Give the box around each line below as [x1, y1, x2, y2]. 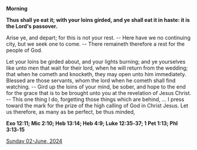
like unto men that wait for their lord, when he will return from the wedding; [6, 64, 188, 71]
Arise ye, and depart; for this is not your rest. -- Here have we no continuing [6, 34, 191, 41]
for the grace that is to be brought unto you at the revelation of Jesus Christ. [6, 90, 192, 96]
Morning [6, 5, 28, 12]
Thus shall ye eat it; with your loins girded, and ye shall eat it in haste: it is [6, 17, 190, 23]
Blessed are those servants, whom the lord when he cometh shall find [6, 77, 176, 84]
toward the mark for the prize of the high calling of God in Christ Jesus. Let [6, 102, 189, 109]
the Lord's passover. [6, 23, 58, 30]
